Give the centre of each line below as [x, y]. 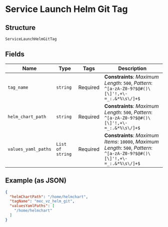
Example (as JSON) [36, 181]
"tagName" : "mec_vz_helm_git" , [42, 201]
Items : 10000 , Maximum [131, 142]
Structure [20, 28]
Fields [15, 54]
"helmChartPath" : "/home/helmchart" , [49, 197]
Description [132, 68]
